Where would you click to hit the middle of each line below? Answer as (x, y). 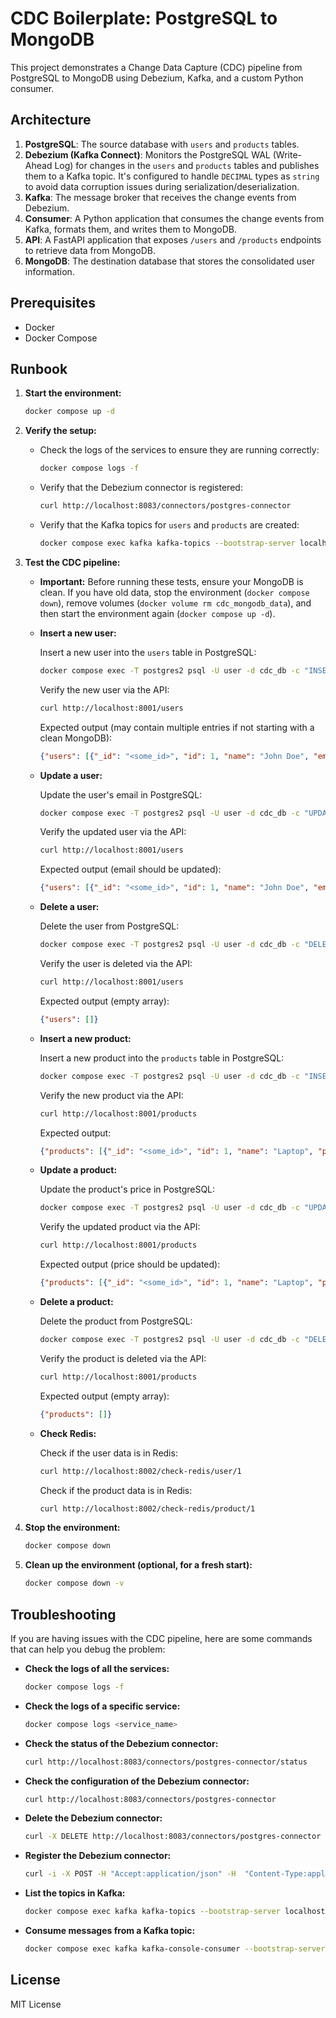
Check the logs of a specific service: (102, 1706)
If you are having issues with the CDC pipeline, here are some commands (161, 1638)
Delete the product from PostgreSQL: (116, 1321)
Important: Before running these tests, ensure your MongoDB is (171, 581)
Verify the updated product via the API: (120, 1227)
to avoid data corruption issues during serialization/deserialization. (162, 186)
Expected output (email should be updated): (130, 869)
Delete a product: (76, 1301)
